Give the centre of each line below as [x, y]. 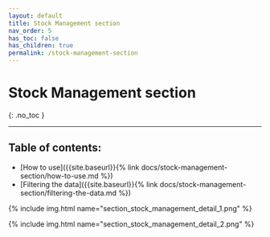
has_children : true [41, 46]
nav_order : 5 [30, 31]
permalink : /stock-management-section [73, 53]
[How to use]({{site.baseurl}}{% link [80, 167]
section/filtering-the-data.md [68, 193]
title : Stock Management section [64, 23]
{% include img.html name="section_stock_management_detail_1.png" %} [130, 208]
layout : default [35, 16]
